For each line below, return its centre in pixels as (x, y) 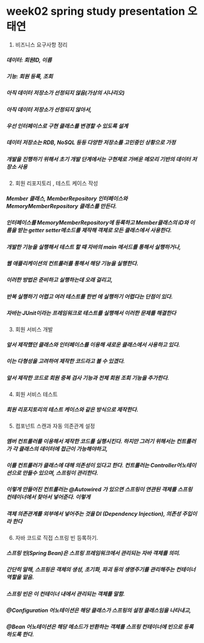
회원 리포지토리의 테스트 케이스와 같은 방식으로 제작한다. (72, 409)
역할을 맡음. (20, 577)
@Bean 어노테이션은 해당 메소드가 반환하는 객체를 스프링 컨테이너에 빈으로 (94, 627)
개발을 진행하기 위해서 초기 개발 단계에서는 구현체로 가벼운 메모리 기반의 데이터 (98, 159)
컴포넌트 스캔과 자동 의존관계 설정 (55, 426)
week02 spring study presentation (96, 11)
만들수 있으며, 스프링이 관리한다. (60, 473)
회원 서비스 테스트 (36, 394)
